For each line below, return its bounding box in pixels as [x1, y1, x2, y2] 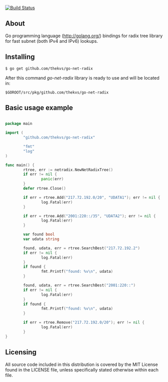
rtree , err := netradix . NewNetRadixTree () [23, 167, 113, 172]
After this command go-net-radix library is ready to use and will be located [5, 74, 159, 81]
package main [5, 121, 33, 126]
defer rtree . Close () [23, 186, 66, 191]
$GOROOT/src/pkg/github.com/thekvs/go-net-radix [5, 90, 109, 95]
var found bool [23, 232, 55, 237]
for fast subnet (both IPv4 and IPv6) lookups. [5, 38, 98, 44]
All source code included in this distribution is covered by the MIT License [5, 361, 158, 367]
